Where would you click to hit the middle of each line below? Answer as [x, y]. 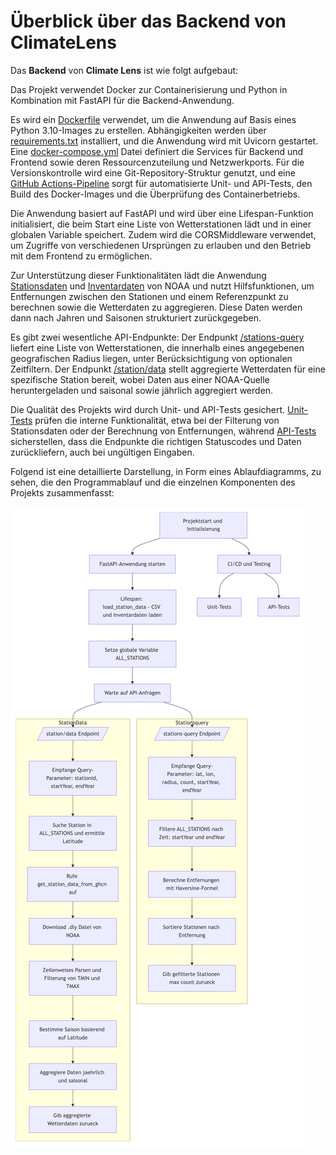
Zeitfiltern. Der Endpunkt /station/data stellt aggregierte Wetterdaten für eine [168, 369]
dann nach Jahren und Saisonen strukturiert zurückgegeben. [136, 317]
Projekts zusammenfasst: [62, 492]
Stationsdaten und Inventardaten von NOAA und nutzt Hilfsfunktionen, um [162, 286]
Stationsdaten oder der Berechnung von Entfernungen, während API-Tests [163, 431]
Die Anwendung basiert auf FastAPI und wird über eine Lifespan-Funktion [162, 213]
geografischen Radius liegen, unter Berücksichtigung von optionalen [151, 358]
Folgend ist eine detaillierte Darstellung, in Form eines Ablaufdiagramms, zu [166, 471]
